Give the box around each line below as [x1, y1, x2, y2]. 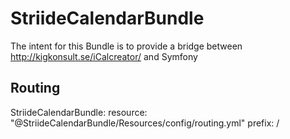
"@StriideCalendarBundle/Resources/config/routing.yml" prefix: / [10, 117, 280, 129]
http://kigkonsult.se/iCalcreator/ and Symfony [10, 50, 198, 62]
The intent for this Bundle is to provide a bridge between [10, 40, 243, 52]
